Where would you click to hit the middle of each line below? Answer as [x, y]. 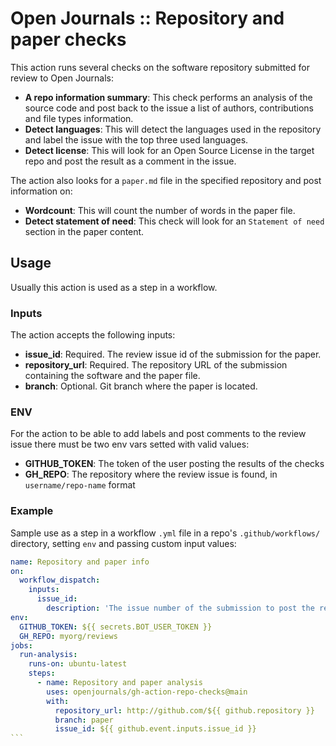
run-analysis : [48, 655]
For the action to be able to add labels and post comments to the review [158, 434]
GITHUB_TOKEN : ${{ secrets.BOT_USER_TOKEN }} [116, 627]
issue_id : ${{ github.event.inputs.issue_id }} [155, 729]
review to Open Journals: [62, 78]
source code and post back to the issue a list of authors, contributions [169, 108]
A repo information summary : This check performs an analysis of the [168, 97]
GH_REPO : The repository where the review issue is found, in [151, 474]
